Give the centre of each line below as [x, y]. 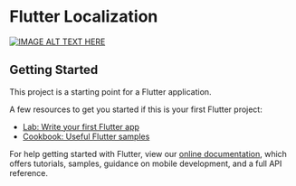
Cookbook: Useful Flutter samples [86, 136]
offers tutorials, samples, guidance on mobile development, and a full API [146, 163]
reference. [29, 172]
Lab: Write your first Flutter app [81, 126]
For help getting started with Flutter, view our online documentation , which [148, 153]
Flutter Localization [84, 17]
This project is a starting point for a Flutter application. [110, 91]
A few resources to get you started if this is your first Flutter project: [136, 109]
